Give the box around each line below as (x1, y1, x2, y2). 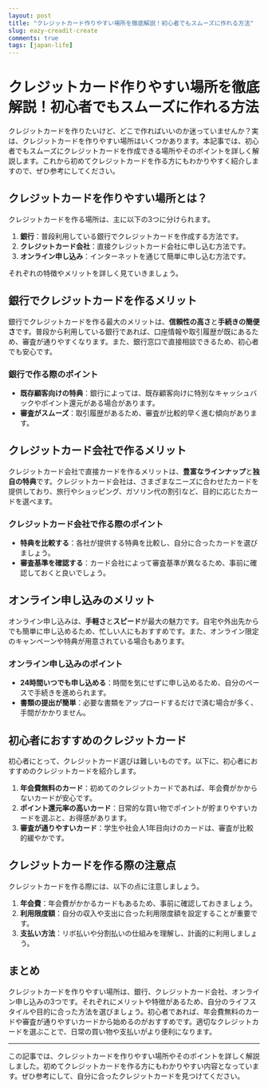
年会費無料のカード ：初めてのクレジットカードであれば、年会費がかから (19, 784, 258, 793)
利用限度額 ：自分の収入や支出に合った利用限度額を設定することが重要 (19, 908, 251, 918)
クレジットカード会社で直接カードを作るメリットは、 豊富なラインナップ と (8, 467, 253, 476)
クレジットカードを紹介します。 (35, 766, 141, 776)
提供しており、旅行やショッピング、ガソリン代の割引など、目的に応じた (8, 486, 245, 496)
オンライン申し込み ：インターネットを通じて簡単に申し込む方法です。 (19, 251, 250, 260)
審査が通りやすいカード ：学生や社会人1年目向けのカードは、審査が (19, 824, 240, 833)
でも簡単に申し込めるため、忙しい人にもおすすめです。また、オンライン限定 (8, 626, 259, 636)
